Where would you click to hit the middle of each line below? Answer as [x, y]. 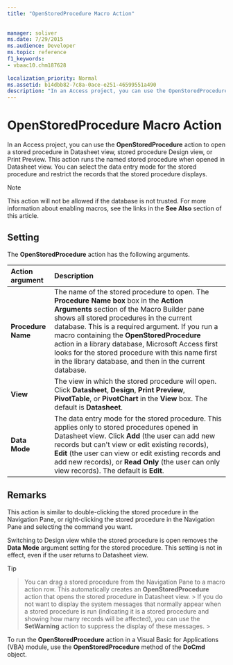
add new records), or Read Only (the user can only [137, 462]
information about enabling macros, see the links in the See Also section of [114, 208]
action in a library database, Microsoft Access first [136, 344]
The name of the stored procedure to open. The [132, 292]
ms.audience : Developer [42, 46]
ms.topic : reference [37, 53]
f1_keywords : [26, 59]
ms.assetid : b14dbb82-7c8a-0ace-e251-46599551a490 [82, 85]
